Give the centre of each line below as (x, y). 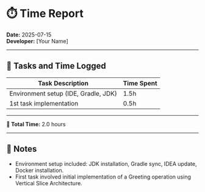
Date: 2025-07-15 (29, 34)
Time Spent (140, 83)
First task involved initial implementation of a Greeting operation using (103, 177)
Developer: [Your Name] (37, 41)
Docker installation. (39, 170)
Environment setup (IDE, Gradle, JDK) (63, 93)
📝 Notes (22, 149)
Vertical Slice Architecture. (49, 183)
